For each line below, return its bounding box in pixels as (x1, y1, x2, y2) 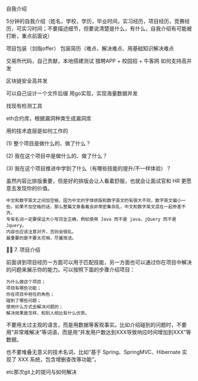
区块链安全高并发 (6, 77, 48, 84)
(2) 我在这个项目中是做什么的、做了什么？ (6, 153, 108, 159)
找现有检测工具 (6, 102, 42, 109)
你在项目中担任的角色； (6, 291, 55, 297)
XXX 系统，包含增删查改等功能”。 (17, 356, 100, 363)
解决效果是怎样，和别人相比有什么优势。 (6, 310, 90, 316)
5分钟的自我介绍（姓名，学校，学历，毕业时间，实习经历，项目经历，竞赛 (6, 18, 185, 25)
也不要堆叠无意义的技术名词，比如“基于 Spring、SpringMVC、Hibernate (6, 349, 181, 355)
